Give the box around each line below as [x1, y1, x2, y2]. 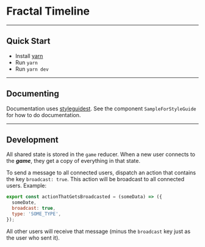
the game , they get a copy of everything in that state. [6, 157, 140, 165]
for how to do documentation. [6, 111, 81, 118]
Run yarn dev [15, 65, 49, 73]
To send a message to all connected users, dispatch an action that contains [6, 169, 196, 176]
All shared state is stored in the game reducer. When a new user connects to [6, 151, 195, 158]
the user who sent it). [6, 234, 60, 242]
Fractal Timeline [6, 4, 90, 18]
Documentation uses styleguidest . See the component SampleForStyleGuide [6, 105, 196, 112]
